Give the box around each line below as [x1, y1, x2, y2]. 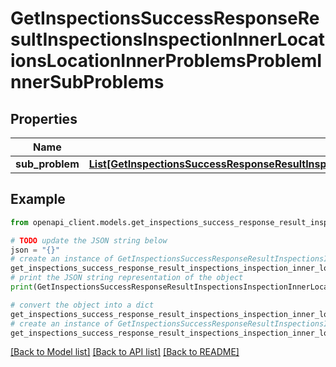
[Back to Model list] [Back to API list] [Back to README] [10, 346, 240, 358]
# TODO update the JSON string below [10, 235, 168, 246]
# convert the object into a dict [10, 300, 155, 310]
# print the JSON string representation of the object [10, 273, 244, 283]
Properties [10, 110, 78, 127]
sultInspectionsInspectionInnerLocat [10, 28, 326, 51]
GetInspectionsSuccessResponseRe [10, 7, 320, 30]
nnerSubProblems [10, 71, 165, 94]
